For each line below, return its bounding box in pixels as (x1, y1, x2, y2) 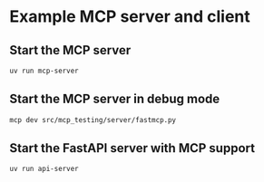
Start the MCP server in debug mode (9, 91, 220, 107)
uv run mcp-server (9, 66, 79, 75)
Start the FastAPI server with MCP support (9, 140, 256, 156)
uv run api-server (9, 165, 79, 174)
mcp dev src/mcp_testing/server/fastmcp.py (9, 115, 177, 124)
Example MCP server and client (9, 6, 251, 27)
